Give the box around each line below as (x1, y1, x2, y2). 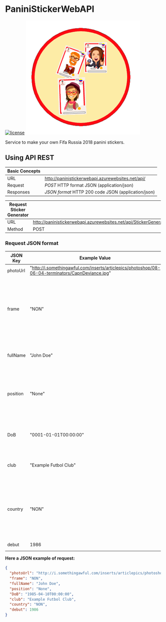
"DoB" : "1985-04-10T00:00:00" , (9, 591, 74, 597)
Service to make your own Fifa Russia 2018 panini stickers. (5, 139, 125, 145)
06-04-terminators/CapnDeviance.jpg (30, 270, 109, 276)
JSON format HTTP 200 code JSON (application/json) (44, 189, 155, 195)
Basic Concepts (7, 168, 41, 174)
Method (7, 226, 23, 232)
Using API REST (5, 153, 54, 162)
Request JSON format (5, 239, 59, 246)
